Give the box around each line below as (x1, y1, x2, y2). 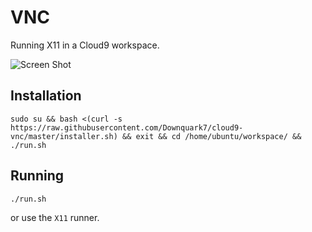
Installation (10, 87, 82, 105)
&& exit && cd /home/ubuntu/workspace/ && (121, 131, 302, 141)
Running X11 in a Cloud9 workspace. (10, 39, 160, 51)
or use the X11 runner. (10, 211, 100, 223)
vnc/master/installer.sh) (10, 131, 118, 141)
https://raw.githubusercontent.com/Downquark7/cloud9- (10, 122, 244, 133)
